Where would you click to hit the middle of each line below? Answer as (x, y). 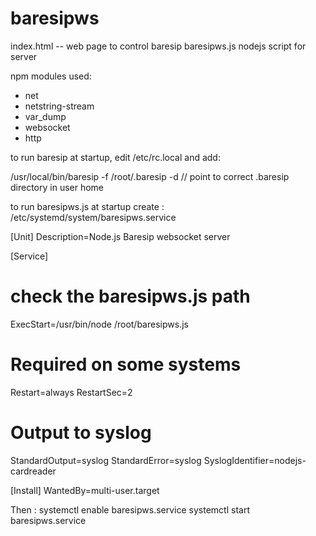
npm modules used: (51, 76)
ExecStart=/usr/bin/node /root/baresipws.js (99, 324)
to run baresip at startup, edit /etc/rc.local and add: (115, 157)
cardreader (33, 471)
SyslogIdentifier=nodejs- (255, 460)
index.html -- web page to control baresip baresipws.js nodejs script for (158, 46)
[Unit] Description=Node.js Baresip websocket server (120, 236)
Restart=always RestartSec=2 (71, 392)
